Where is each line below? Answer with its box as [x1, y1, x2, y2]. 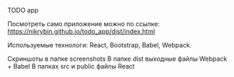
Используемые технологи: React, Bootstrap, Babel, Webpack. [7, 41, 192, 49]
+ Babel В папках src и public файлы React [7, 62, 136, 70]
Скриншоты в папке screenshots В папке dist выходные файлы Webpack [7, 54, 228, 63]
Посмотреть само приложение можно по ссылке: [7, 20, 161, 28]
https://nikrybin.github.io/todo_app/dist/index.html [7, 28, 156, 35]
